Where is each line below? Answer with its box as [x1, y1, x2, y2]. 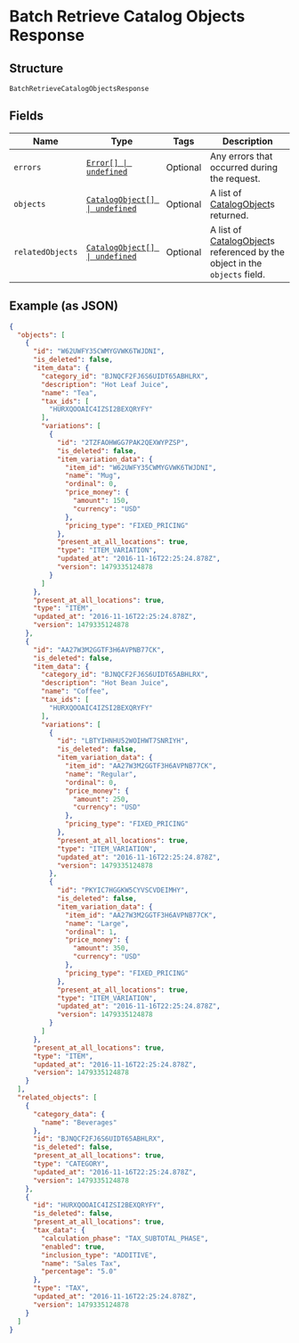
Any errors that [210, 150, 273, 162]
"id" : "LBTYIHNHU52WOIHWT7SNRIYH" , [56, 737, 190, 746]
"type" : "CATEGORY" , [32, 1159, 109, 1168]
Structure [9, 61, 64, 76]
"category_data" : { [32, 1109, 105, 1118]
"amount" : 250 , [72, 795, 129, 803]
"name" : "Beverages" [41, 1117, 117, 1127]
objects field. [210, 268, 265, 280]
